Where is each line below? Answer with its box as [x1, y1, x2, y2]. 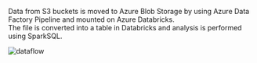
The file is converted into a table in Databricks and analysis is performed [8, 23, 242, 32]
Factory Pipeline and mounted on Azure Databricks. [8, 15, 175, 24]
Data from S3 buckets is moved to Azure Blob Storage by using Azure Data [8, 7, 250, 16]
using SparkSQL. [8, 31, 63, 40]
